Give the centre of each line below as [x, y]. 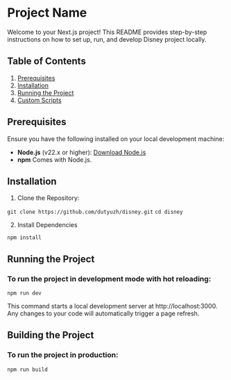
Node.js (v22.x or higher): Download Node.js [82, 152]
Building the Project [51, 335]
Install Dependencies [47, 225]
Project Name [47, 13]
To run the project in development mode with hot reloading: [109, 279]
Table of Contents [47, 61]
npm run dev [24, 293]
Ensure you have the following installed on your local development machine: [116, 139]
